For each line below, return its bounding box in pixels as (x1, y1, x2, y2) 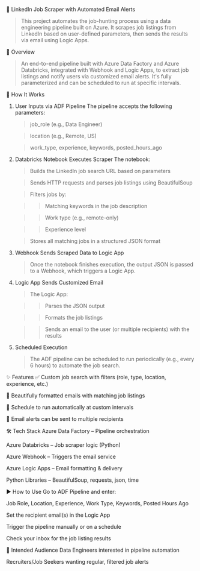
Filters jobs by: (29, 191, 67, 198)
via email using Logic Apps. (20, 37, 89, 43)
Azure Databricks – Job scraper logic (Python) (6, 441, 121, 449)
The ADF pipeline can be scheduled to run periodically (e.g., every (29, 356, 195, 362)
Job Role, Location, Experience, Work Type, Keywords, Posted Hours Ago (6, 500, 189, 506)
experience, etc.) (6, 380, 49, 387)
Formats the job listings (44, 314, 103, 321)
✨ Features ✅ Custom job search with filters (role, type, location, (6, 374, 166, 380)
